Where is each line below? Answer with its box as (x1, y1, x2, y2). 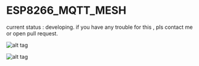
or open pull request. (6, 29, 58, 37)
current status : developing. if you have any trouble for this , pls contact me (6, 23, 193, 31)
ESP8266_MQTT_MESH (6, 4, 127, 17)
